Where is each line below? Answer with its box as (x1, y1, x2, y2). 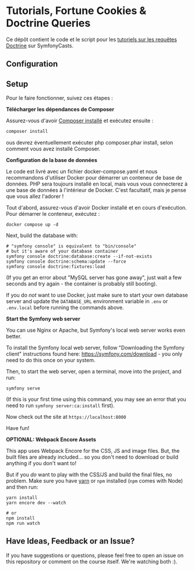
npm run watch (6, 521, 41, 527)
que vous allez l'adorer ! (6, 193, 64, 200)
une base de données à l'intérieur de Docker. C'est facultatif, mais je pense (6, 187, 186, 194)
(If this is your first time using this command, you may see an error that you (6, 396, 186, 403)
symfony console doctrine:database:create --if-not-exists (6, 253, 153, 260)
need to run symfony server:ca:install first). (6, 402, 115, 409)
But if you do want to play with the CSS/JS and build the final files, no (6, 471, 172, 478)
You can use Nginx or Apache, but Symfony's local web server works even (6, 326, 185, 334)
